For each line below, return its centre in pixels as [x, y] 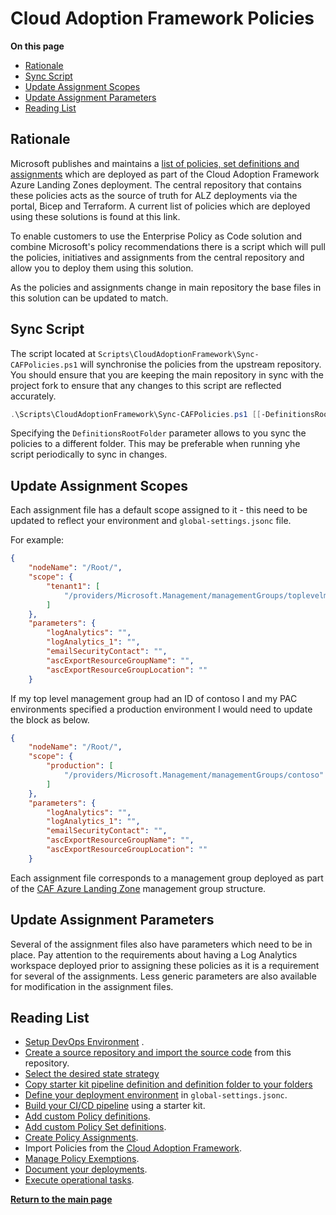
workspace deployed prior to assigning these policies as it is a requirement [165, 965]
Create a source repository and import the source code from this [158, 1053]
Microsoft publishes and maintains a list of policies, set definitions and [155, 163]
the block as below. [50, 719]
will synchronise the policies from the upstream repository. [200, 364]
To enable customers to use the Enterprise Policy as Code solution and [156, 236]
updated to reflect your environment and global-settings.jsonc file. [151, 521]
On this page [37, 46]
